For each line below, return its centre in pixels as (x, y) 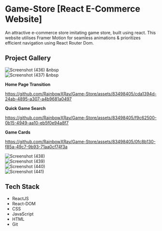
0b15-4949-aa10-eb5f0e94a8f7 (37, 123)
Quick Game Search (25, 108)
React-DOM (24, 203)
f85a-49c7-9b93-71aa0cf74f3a (36, 147)
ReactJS (20, 198)
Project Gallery (28, 58)
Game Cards (18, 132)
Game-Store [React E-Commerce (73, 9)
